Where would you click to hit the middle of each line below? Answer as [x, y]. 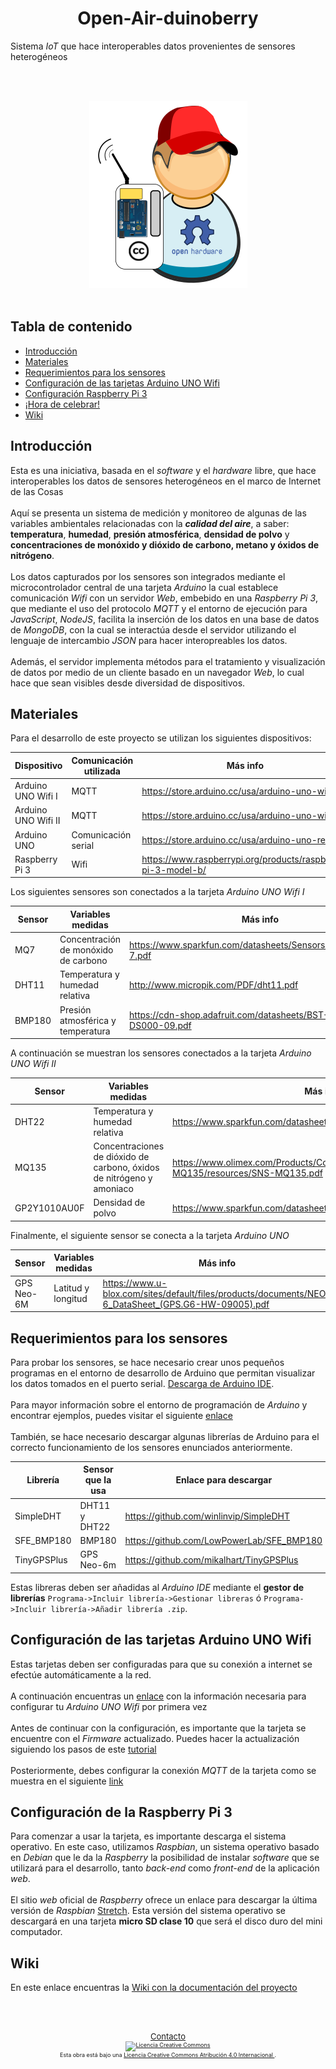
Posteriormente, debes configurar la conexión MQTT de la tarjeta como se [163, 1770]
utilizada [102, 771]
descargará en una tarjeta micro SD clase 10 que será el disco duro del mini [166, 1921]
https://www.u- [135, 1283]
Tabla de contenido [71, 327]
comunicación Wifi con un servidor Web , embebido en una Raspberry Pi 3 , [164, 598]
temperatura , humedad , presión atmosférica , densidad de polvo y [150, 534]
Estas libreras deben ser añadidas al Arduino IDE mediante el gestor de [157, 1587]
